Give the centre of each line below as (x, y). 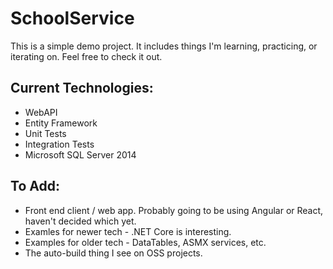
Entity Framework (61, 123)
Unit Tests (45, 133)
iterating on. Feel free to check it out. (86, 56)
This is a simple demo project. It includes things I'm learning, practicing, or (164, 46)
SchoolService (72, 18)
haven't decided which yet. (80, 221)
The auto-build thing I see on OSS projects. (113, 253)
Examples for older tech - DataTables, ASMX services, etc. (145, 242)
